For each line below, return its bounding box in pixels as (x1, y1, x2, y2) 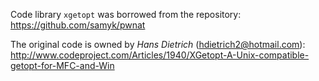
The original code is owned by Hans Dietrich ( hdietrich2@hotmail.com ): (10, 39, 306, 50)
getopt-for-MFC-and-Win (10, 60, 115, 71)
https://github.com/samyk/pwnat (10, 19, 146, 31)
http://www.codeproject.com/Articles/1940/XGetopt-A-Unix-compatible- (10, 49, 310, 61)
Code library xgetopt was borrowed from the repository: (10, 9, 242, 20)
